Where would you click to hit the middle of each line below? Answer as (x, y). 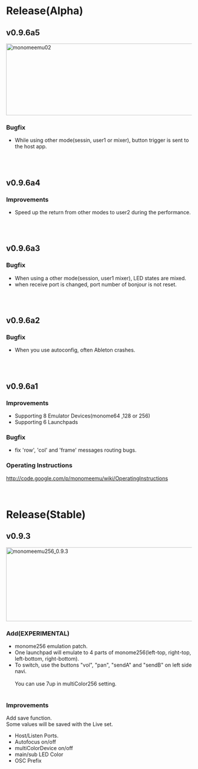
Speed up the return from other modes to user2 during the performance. (103, 212)
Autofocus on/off (35, 742)
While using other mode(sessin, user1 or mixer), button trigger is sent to (102, 140)
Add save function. (29, 718)
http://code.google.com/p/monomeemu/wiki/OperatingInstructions (87, 478)
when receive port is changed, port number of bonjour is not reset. (95, 284)
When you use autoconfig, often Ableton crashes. (75, 350)
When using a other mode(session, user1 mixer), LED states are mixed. (100, 278)
